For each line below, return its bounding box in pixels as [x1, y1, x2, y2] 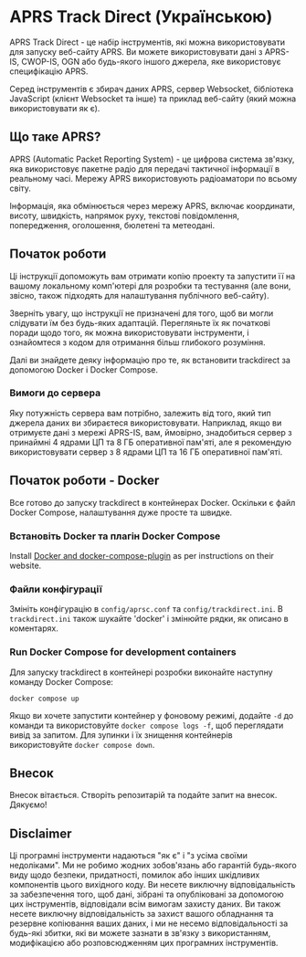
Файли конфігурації [9, 583, 102, 595]
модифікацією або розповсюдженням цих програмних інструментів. [9, 938, 279, 949]
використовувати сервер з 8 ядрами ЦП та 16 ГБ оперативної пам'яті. [9, 446, 283, 457]
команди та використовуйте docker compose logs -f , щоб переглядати [9, 720, 284, 731]
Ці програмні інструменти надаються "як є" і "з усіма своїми [9, 850, 248, 861]
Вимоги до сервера [9, 386, 101, 399]
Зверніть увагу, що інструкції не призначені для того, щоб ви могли [9, 308, 274, 319]
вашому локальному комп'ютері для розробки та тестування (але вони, [9, 280, 291, 291]
